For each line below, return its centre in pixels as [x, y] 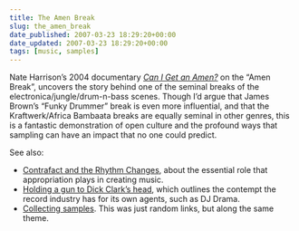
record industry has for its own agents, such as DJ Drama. [131, 199]
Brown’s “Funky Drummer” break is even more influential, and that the [140, 106]
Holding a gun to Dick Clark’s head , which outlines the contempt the [149, 189]
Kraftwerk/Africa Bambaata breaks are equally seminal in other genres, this [149, 116]
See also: [27, 153]
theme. [36, 218]
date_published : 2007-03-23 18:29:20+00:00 [93, 34]
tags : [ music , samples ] [54, 52]
